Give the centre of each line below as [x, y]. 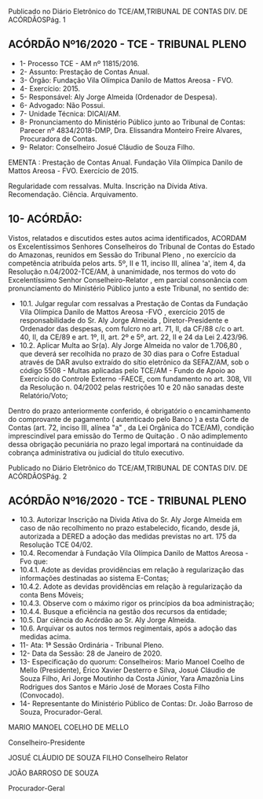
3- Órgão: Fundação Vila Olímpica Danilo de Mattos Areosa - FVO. [126, 80]
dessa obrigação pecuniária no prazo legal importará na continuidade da [126, 444]
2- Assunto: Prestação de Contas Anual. [84, 72]
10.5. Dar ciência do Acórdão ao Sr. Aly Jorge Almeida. [108, 620]
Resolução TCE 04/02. [56, 545]
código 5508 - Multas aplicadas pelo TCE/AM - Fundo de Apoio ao [127, 370]
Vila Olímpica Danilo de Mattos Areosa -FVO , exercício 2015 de [122, 312]
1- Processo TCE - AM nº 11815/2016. [79, 63]
